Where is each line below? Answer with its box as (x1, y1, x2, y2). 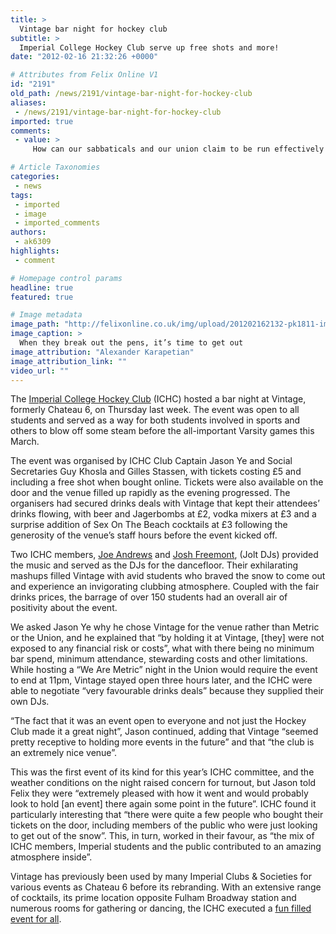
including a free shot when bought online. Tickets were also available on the (10, 476, 324, 488)
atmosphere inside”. (10, 851, 93, 863)
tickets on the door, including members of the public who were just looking (10, 819, 318, 831)
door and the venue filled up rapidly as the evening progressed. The (10, 487, 291, 499)
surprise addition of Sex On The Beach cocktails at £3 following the (10, 519, 288, 531)
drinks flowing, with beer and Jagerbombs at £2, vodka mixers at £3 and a (10, 508, 317, 520)
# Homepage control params (10, 273, 123, 283)
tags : (10, 190, 33, 200)
